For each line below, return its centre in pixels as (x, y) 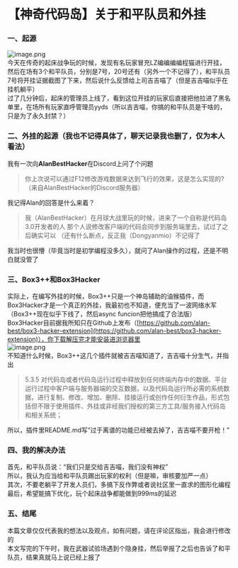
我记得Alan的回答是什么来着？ (51, 202)
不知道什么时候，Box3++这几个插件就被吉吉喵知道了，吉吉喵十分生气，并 (115, 356)
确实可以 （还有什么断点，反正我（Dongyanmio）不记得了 (115, 235)
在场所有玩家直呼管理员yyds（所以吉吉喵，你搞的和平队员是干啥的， (126, 107)
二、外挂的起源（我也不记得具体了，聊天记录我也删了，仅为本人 (116, 136)
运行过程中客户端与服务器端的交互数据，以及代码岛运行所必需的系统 (124, 389)
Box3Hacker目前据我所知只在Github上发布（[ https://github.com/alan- (109, 323)
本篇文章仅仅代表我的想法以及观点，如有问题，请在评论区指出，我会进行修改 (119, 530)
